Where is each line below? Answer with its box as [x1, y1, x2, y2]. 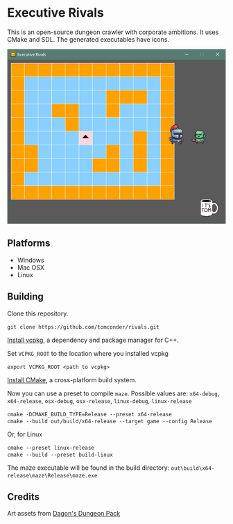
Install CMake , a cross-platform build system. [7, 375, 137, 384]
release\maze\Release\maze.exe [7, 472, 98, 479]
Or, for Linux [7, 429, 43, 439]
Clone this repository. [7, 309, 69, 318]
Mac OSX [17, 263, 45, 272]
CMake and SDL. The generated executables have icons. [7, 35, 170, 43]
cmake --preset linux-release [7, 444, 95, 451]
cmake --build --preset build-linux [7, 451, 113, 458]
